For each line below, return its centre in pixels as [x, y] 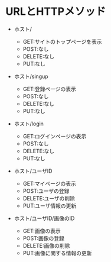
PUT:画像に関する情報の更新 [57, 253]
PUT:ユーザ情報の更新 [50, 206]
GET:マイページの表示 [49, 183]
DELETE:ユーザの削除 [49, 198]
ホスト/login [29, 124]
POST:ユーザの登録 [46, 191]
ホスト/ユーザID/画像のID [44, 218]
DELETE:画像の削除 [46, 245]
